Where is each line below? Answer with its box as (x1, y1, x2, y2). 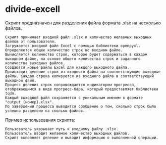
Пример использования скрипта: (5, 117, 75, 123)
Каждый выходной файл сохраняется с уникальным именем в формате (5, 95, 143, 100)
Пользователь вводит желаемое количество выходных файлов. (5, 131, 130, 136)
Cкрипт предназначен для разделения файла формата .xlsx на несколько (5, 20, 161, 26)
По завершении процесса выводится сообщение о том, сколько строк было (5, 104, 156, 109)
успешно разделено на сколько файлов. (5, 108, 85, 113)
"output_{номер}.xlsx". (5, 99, 55, 104)
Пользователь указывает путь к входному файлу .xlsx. (5, 126, 119, 132)
